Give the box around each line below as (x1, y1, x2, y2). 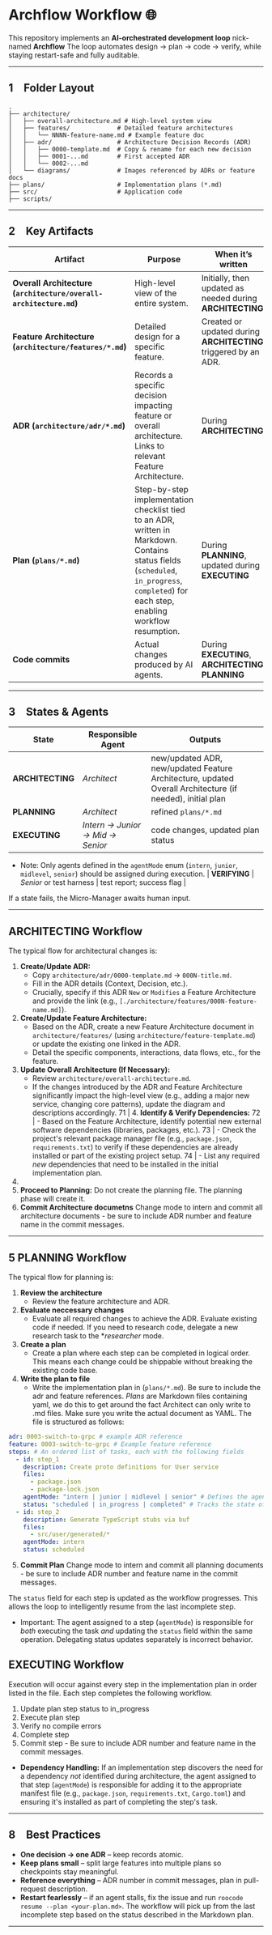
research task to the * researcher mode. (32, 1331, 164, 1341)
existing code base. (32, 1366, 98, 1375)
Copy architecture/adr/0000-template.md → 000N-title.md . (32, 970, 232, 980)
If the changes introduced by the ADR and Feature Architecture (32, 1082, 243, 1092)
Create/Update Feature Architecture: (19, 1014, 147, 1023)
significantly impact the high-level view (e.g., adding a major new (32, 1091, 250, 1100)
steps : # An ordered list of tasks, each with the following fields (8, 1448, 244, 1456)
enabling (134, 605, 168, 616)
